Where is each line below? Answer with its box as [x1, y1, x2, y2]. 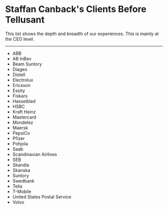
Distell [12, 71, 26, 77]
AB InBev [12, 55, 31, 61]
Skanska [12, 167, 30, 173]
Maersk [12, 124, 28, 130]
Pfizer [12, 135, 25, 141]
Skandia [12, 161, 29, 168]
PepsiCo [12, 130, 30, 136]
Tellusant [5, 14, 45, 25]
